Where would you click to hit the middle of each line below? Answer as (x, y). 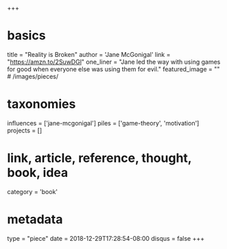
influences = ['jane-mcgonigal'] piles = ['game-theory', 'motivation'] (103, 123)
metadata (35, 220)
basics (26, 36)
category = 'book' (33, 191)
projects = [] (25, 130)
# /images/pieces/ (33, 76)
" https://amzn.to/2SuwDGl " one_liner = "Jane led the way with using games (114, 62)
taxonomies (41, 104)
